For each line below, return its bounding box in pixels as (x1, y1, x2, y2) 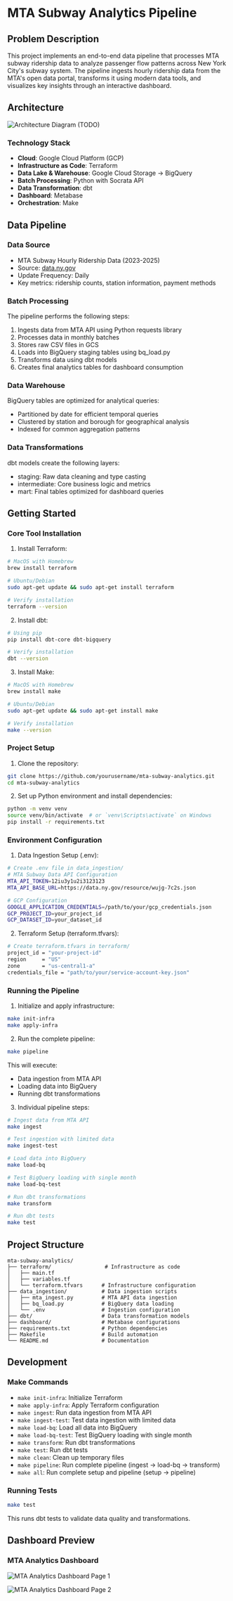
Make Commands (7, 1378, 69, 1387)
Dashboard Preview (7, 1534, 95, 1547)
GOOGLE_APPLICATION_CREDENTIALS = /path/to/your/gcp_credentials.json (7, 903, 212, 911)
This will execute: (7, 1061, 58, 1069)
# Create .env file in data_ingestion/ (7, 864, 124, 872)
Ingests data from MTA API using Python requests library (17, 325, 182, 335)
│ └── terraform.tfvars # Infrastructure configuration (7, 1281, 197, 1289)
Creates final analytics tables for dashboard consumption (17, 363, 184, 372)
